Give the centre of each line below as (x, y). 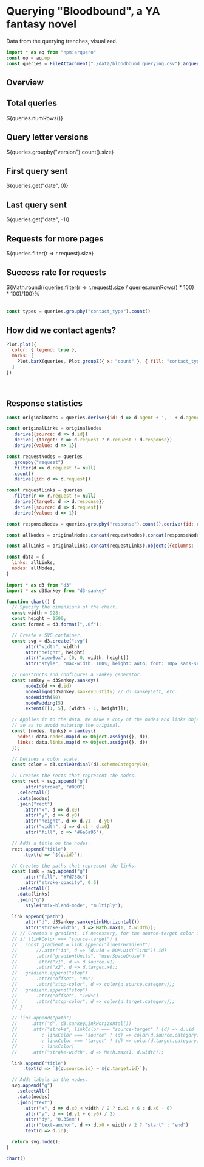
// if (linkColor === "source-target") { (65, 939)
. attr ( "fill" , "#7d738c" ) (55, 877)
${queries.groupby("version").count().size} (60, 152)
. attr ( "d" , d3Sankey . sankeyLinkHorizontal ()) (81, 922)
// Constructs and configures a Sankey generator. (77, 675)
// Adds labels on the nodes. (50, 1080)
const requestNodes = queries (45, 456)
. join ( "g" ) (31, 900)
